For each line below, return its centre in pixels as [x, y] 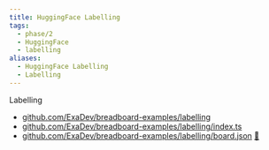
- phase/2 [35, 34]
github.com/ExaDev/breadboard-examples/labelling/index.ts [132, 126]
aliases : [25, 58]
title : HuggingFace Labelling [65, 17]
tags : [19, 26]
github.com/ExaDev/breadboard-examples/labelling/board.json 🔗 [141, 135]
